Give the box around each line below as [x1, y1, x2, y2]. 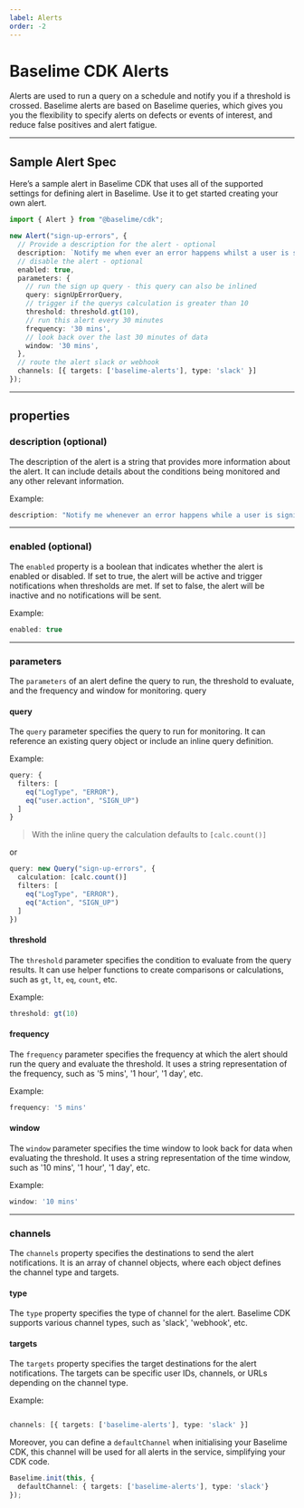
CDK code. [9, 1456, 50, 1467]
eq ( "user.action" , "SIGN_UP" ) [25, 796, 140, 805]
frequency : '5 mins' [9, 1103, 88, 1112]
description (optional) [9, 436, 108, 449]
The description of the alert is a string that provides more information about [9, 456, 291, 467]
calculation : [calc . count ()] [17, 873, 128, 882]
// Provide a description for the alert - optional [17, 240, 217, 249]
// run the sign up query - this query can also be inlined [25, 282, 257, 291]
